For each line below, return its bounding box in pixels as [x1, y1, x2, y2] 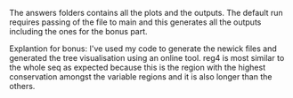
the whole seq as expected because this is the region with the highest [9, 62, 265, 72]
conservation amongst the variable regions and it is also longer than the [9, 72, 273, 82]
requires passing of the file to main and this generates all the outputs [9, 17, 262, 27]
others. [9, 81, 36, 91]
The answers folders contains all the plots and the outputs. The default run [9, 8, 283, 18]
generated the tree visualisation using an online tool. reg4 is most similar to [9, 53, 285, 63]
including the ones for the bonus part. [9, 26, 149, 36]
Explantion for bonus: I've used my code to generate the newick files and [9, 43, 278, 54]
